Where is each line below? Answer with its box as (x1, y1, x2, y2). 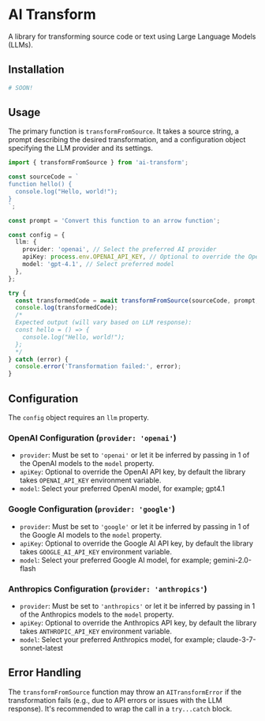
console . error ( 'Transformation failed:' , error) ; (15, 362, 181, 370)
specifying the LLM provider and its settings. (8, 144, 154, 153)
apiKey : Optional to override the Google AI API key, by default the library (19, 539, 254, 548)
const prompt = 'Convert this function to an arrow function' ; (8, 216, 221, 224)
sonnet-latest (19, 643, 63, 652)
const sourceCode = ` (8, 173, 80, 181)
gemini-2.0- (212, 555, 252, 565)
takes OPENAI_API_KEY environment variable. (19, 475, 162, 485)
